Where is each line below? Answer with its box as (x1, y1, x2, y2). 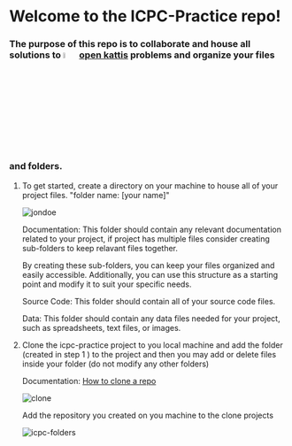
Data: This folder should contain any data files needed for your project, (21, 312, 280, 324)
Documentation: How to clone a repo (21, 375, 157, 386)
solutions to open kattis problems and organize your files (9, 49, 275, 61)
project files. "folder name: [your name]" (21, 189, 170, 200)
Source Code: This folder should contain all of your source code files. (21, 296, 276, 306)
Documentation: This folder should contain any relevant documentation (21, 224, 281, 235)
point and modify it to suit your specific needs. (21, 279, 192, 289)
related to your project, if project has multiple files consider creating (21, 233, 270, 244)
